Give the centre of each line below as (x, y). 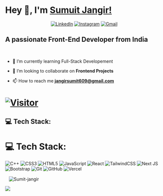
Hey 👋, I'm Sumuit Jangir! (59, 10)
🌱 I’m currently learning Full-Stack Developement (63, 61)
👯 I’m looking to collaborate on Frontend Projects (63, 71)
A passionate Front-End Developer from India (77, 40)
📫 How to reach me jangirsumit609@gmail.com (63, 81)
